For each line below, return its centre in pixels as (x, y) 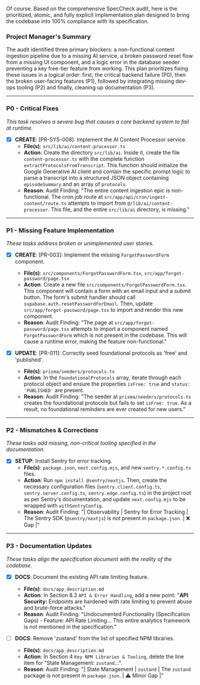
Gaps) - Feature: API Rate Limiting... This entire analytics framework (107, 620)
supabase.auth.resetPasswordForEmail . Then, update (88, 304)
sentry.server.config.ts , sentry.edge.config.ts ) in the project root (107, 493)
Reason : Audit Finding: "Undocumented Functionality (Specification (107, 614)
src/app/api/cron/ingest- (136, 197)
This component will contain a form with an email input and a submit (107, 291)
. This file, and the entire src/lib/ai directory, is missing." (119, 209)
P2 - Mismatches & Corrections (52, 430)
